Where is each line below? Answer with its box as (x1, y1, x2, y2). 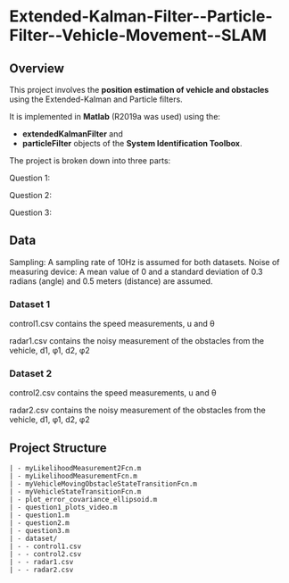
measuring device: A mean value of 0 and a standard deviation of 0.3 (9, 266, 263, 277)
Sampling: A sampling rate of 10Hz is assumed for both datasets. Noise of (9, 256, 280, 267)
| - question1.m (9, 511, 70, 520)
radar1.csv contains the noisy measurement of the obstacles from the (9, 336, 265, 346)
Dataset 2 (9, 368, 52, 380)
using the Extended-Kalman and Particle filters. (9, 94, 183, 104)
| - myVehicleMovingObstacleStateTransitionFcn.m (9, 479, 198, 488)
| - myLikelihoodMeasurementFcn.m (9, 471, 138, 481)
